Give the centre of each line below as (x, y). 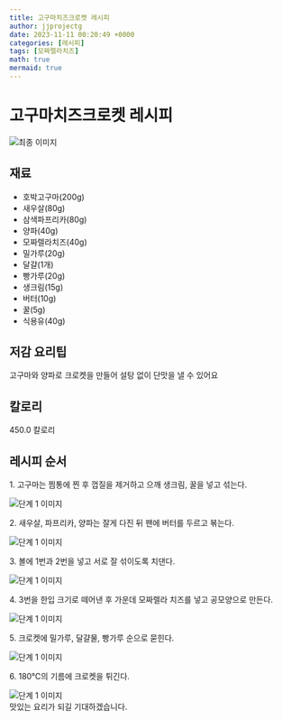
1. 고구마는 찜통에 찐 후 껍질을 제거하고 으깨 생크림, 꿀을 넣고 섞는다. (128, 485)
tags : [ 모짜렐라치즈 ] (44, 51)
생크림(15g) (43, 287)
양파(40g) (40, 230)
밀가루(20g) (44, 253)
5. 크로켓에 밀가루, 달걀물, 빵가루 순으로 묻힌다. (92, 638)
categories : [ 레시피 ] (47, 43)
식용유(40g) (44, 320)
